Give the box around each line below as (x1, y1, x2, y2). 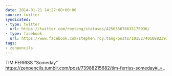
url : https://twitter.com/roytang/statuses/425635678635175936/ (10, 27, 150, 32)
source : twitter (5, 12, 40, 17)
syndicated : (5, 17, 31, 22)
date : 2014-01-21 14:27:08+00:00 (5, 7, 77, 13)
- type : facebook (5, 31, 42, 36)
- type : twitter (5, 21, 40, 27)
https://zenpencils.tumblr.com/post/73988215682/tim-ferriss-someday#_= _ (5, 65, 165, 71)
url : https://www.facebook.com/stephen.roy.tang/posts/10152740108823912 (10, 36, 170, 41)
